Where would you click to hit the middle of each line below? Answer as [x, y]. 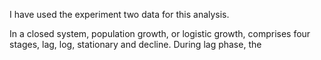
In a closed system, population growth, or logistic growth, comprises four [160, 33]
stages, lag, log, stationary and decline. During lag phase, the [135, 44]
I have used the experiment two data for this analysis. [119, 14]
